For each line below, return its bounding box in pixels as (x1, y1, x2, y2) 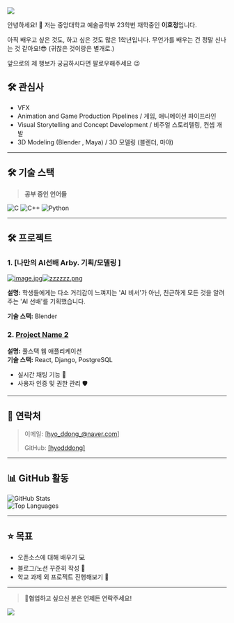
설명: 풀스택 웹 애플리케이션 (7, 347, 82, 355)
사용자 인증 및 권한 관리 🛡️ (17, 379, 88, 387)
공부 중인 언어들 (24, 190, 68, 198)
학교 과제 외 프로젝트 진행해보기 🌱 (17, 573, 109, 581)
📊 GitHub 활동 (7, 472, 69, 484)
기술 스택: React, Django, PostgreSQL (7, 355, 114, 363)
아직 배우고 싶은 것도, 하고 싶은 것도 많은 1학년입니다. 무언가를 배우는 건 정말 (7, 36, 214, 44)
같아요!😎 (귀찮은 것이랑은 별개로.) (22, 45, 115, 52)
